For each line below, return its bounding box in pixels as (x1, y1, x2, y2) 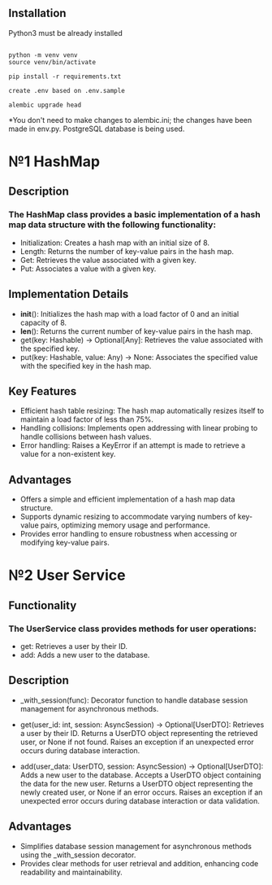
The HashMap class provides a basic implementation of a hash (8, 209, 261, 221)
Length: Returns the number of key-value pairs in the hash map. (19, 246, 234, 256)
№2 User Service (8, 566, 126, 585)
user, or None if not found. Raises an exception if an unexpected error (19, 737, 254, 747)
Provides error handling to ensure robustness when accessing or (19, 529, 238, 539)
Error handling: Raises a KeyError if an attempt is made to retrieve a (19, 440, 246, 450)
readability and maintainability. (19, 867, 123, 877)
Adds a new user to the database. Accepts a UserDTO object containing (19, 769, 261, 780)
